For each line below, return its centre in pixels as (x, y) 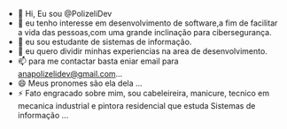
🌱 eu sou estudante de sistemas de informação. (105, 42)
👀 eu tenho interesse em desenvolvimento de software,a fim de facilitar (147, 23)
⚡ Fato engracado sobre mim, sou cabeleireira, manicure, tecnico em (143, 93)
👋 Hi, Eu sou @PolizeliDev (65, 14)
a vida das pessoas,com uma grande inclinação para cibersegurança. (144, 32)
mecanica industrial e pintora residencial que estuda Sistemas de (136, 106)
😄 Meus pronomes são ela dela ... (80, 83)
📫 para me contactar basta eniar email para (98, 61)
